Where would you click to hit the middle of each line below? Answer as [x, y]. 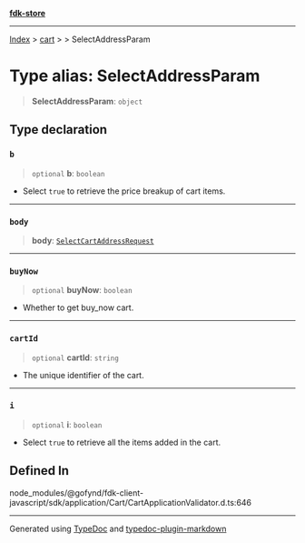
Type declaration [58, 130]
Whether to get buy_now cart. [78, 307]
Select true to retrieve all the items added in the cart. [121, 442]
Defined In [39, 471]
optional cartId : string [75, 357]
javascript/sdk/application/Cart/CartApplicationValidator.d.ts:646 [131, 502]
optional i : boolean [67, 424]
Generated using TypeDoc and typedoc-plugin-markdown [118, 528]
